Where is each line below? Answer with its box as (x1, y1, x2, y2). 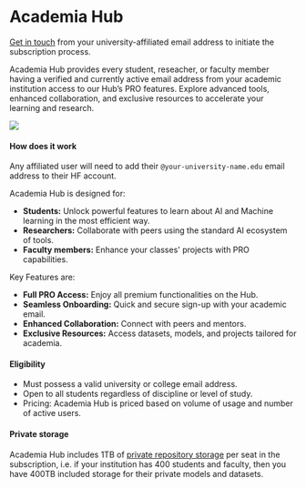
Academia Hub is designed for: (9, 188, 126, 199)
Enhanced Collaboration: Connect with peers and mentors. (22, 319, 247, 330)
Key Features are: (9, 271, 76, 283)
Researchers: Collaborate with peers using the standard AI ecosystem (22, 225, 288, 236)
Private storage (9, 428, 69, 439)
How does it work (9, 140, 77, 151)
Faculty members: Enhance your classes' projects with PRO (22, 244, 250, 256)
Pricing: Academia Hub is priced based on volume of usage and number (22, 398, 293, 409)
